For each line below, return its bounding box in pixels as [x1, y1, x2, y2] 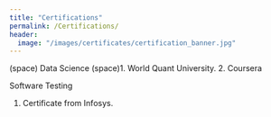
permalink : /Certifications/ [9, 22, 119, 31]
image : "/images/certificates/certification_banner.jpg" [17, 38, 237, 48]
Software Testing [9, 80, 73, 91]
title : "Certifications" [9, 13, 103, 22]
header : [9, 30, 39, 39]
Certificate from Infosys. [22, 98, 114, 109]
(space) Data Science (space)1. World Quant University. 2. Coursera [9, 63, 263, 74]
